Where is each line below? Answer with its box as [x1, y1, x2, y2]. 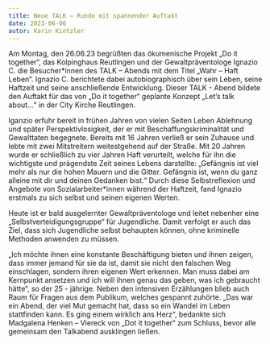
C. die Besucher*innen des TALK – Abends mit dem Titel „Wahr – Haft [8, 66, 239, 76]
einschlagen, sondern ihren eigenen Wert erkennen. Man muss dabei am [8, 267, 250, 276]
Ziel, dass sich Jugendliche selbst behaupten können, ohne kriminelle [8, 226, 240, 235]
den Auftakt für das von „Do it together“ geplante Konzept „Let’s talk [8, 92, 235, 102]
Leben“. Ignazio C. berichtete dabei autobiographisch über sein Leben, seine [8, 74, 263, 85]
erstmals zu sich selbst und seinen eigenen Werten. [8, 193, 180, 202]
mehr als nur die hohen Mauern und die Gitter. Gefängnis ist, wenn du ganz [8, 167, 258, 177]
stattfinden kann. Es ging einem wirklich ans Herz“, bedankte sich [8, 309, 226, 319]
